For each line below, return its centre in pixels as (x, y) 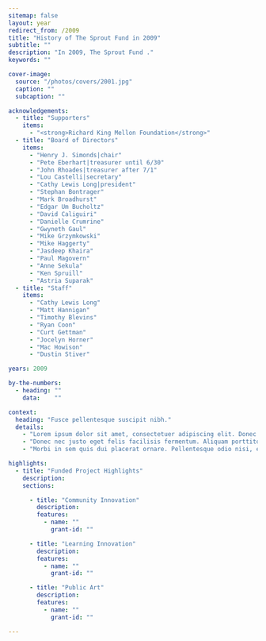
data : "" (42, 398)
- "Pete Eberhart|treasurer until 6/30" (97, 162)
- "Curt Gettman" (58, 332)
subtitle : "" (30, 45)
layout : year (30, 23)
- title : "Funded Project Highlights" (80, 471)
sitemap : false (33, 15)
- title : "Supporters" (53, 118)
